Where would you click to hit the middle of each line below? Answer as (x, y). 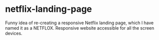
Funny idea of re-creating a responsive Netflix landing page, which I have (79, 23)
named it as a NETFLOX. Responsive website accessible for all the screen (80, 28)
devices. (14, 33)
